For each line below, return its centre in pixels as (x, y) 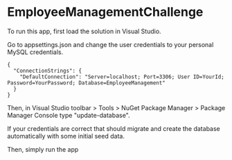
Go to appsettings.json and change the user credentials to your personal (110, 44)
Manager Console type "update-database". (69, 115)
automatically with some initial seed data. (66, 136)
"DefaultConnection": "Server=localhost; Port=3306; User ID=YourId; (122, 77)
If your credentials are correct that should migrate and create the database (114, 128)
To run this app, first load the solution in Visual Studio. (84, 31)
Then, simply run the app (43, 149)
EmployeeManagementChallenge (105, 12)
